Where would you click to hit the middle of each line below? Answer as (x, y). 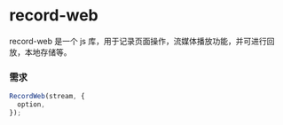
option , (31, 105)
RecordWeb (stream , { (47, 97)
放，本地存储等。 (40, 52)
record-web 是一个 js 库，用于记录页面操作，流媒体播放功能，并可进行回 (142, 41)
